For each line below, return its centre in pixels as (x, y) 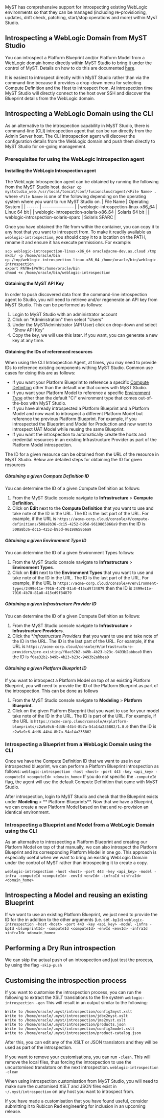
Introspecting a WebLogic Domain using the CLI (79, 114)
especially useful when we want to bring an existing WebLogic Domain (76, 857)
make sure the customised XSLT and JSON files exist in (61, 1086)
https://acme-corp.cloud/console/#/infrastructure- (80, 647)
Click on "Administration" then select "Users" (58, 319)
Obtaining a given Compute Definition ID (47, 476)
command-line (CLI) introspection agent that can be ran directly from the (79, 131)
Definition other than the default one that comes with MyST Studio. (80, 388)
